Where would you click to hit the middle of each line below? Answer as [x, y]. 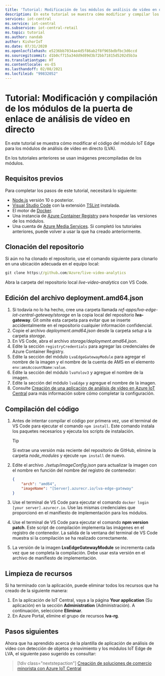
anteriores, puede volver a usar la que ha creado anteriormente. [77, 231]
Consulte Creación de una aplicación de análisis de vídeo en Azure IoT [83, 388]
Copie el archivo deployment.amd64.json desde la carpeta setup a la [82, 331]
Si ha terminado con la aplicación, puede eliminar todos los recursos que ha [82, 585]
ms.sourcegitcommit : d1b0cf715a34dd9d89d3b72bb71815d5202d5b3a [71, 55]
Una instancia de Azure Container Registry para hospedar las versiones [84, 216]
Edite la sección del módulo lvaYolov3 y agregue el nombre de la [78, 373]
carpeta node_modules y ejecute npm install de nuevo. [69, 455]
